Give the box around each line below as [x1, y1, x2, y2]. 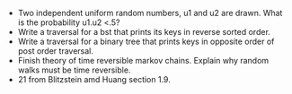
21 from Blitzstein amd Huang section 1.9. [17, 74, 171, 84]
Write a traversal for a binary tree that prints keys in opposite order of [17, 36, 275, 47]
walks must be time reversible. [17, 64, 131, 75]
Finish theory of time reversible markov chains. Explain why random [17, 56, 270, 65]
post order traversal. [17, 46, 94, 56]
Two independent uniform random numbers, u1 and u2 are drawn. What [17, 8, 283, 18]
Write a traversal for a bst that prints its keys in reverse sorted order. [17, 27, 271, 37]
